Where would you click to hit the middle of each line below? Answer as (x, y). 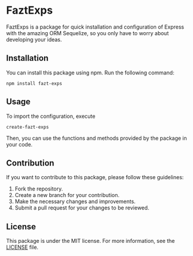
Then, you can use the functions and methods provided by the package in (96, 138)
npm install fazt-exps (34, 83)
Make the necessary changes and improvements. (75, 202)
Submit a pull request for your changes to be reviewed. (82, 208)
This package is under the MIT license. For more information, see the (91, 241)
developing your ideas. (34, 39)
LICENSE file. (22, 247)
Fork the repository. (39, 189)
